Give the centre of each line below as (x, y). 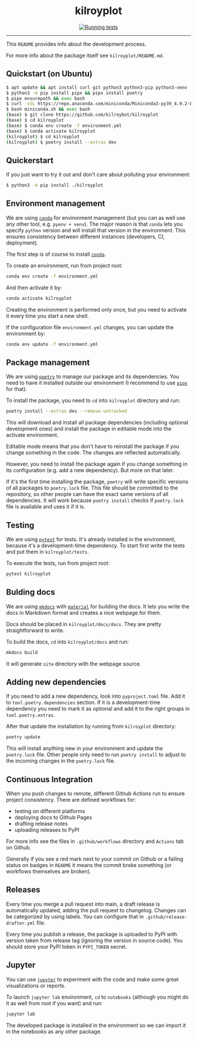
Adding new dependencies (56, 682)
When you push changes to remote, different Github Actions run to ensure (96, 794)
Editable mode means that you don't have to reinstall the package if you (93, 446)
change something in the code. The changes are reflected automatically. (94, 453)
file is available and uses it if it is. (46, 507)
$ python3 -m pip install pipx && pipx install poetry (74, 93)
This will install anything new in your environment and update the (84, 748)
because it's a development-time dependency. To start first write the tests (96, 545)
